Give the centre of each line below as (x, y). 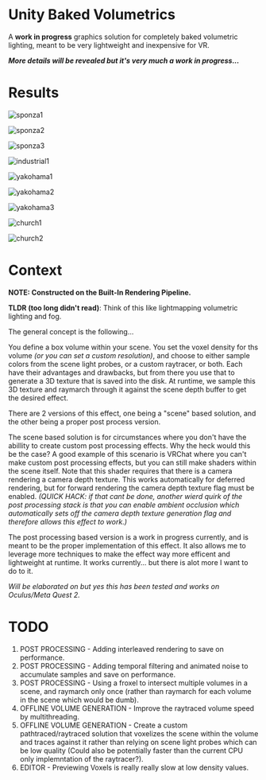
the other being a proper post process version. (85, 421)
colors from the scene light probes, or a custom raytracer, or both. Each (126, 364)
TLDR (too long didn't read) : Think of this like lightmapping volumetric (123, 307)
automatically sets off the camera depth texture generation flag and (120, 513)
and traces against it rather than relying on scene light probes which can (138, 742)
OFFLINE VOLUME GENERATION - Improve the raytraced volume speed (137, 708)
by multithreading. (49, 716)
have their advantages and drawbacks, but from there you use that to (122, 372)
